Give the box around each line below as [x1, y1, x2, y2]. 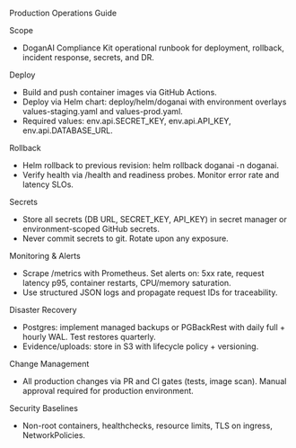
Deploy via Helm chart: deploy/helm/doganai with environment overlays [22, 96, 287, 107]
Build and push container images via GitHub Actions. [22, 87, 217, 97]
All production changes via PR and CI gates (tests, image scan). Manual [22, 376, 287, 386]
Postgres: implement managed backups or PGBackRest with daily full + [22, 322, 285, 332]
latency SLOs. [22, 179, 74, 190]
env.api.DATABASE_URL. [22, 125, 114, 136]
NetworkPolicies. [22, 430, 86, 440]
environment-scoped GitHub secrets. [22, 224, 160, 234]
